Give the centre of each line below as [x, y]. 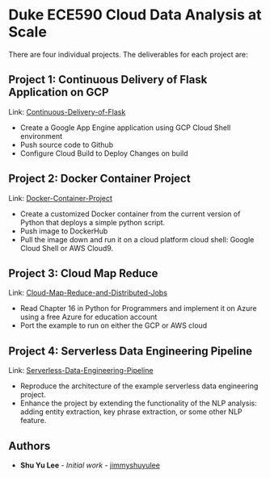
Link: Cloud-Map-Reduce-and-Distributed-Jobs [88, 293]
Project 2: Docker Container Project [100, 179]
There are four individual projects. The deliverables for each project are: [128, 54]
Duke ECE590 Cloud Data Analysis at [135, 15]
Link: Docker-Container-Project [61, 198]
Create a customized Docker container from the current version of [130, 214]
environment [41, 136]
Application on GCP [59, 92]
